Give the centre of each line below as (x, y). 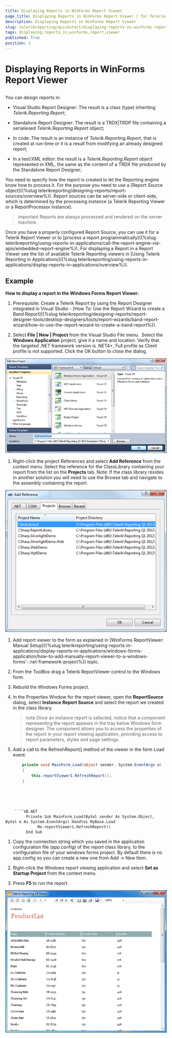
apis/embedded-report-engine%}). (42, 249)
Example (19, 281)
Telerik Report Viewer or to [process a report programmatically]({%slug (81, 237)
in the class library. (33, 708)
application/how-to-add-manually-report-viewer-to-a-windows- (80, 656)
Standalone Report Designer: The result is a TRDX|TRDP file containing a (89, 123)
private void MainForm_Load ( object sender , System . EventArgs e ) (92, 765)
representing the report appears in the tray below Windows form (93, 723)
